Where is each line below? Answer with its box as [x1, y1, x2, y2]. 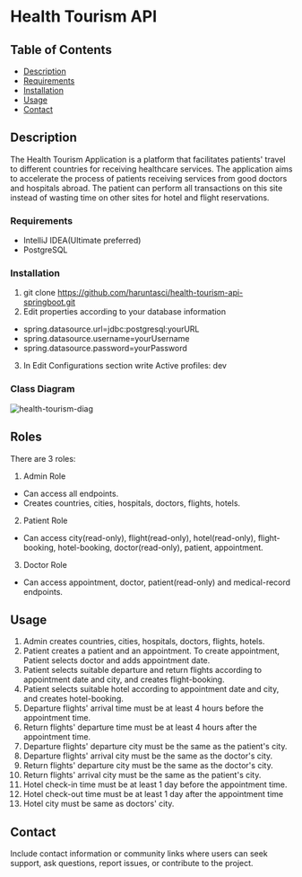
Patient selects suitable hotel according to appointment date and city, [22, 684, 280, 695]
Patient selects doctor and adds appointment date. [22, 655, 211, 666]
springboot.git [22, 297, 75, 307]
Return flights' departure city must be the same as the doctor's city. [22, 760, 273, 771]
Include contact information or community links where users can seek [10, 848, 268, 859]
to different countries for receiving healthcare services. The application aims [10, 164, 293, 174]
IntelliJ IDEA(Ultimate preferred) [22, 235, 142, 246]
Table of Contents [10, 42, 113, 58]
